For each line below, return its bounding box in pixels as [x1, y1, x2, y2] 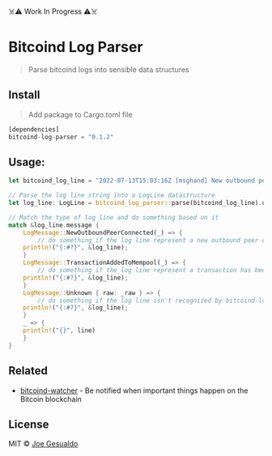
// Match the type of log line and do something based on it [8, 213, 219, 221]
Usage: [8, 155, 46, 168]
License [8, 417, 49, 431]
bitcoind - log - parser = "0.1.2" [8, 133, 114, 141]
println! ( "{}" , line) [23, 326, 96, 335]
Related [8, 364, 49, 378]
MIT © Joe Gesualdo [8, 439, 79, 449]
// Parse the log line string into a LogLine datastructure [8, 191, 216, 200]
